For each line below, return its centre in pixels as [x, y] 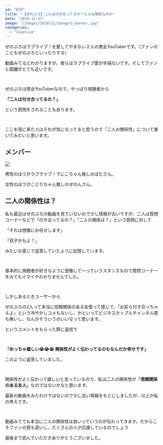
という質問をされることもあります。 [41, 109]
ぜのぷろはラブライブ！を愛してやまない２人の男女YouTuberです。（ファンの [81, 46]
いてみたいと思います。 [28, 135]
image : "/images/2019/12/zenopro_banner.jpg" [52, 23]
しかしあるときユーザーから [33, 296]
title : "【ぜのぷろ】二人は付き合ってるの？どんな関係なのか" [60, 14]
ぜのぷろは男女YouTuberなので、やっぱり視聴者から [57, 89]
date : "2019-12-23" [25, 18]
